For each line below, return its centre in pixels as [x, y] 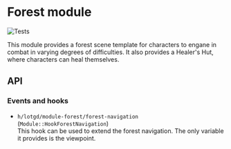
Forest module [49, 12]
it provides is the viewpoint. [56, 138]
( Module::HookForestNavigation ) [63, 123]
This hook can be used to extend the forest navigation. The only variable [120, 131]
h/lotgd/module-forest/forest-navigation [77, 116]
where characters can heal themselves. [63, 59]
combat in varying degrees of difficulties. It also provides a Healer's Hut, [111, 52]
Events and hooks [38, 101]
